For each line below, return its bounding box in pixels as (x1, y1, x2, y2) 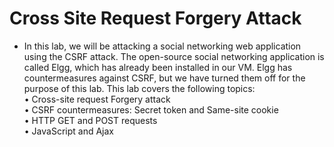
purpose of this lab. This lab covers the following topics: (23, 82, 256, 94)
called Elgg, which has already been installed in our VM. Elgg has (23, 61, 293, 73)
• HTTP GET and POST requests (23, 114, 158, 126)
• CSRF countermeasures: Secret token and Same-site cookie (23, 103, 279, 116)
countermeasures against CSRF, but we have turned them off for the (23, 72, 306, 84)
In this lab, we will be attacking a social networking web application (23, 40, 302, 52)
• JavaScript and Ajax (23, 125, 114, 137)
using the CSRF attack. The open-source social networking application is (23, 50, 325, 62)
